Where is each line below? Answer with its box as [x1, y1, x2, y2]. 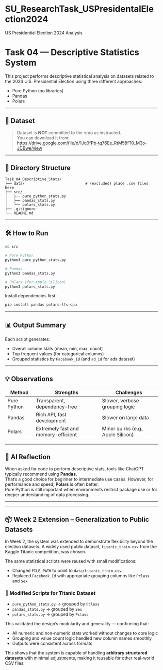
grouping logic [101, 403, 135, 410]
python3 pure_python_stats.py [5, 258, 66, 263]
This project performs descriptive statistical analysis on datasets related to [5, 73, 154, 79]
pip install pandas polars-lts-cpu [5, 302, 77, 307]
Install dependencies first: [5, 293, 57, 299]
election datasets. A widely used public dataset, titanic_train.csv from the [5, 543, 157, 550]
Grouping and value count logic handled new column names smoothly [12, 635, 152, 641]
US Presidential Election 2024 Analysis [5, 30, 82, 35]
